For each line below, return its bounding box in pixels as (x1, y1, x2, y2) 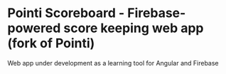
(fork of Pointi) (7, 36, 95, 51)
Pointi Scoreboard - (7, 5, 125, 21)
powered (7, 20, 61, 36)
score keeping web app (63, 20, 204, 36)
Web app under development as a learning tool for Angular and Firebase (7, 58, 219, 67)
